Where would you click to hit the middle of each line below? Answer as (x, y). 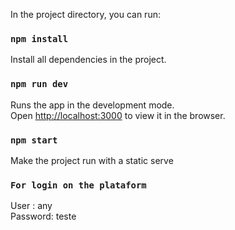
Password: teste (43, 216)
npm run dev (39, 84)
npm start (34, 140)
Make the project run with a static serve (92, 160)
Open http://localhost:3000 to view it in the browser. (118, 115)
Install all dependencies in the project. (88, 60)
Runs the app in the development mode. (92, 105)
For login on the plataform (78, 185)
